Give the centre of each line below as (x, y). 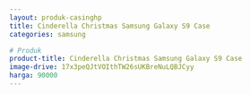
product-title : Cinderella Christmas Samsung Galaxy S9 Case (126, 59)
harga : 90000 (34, 76)
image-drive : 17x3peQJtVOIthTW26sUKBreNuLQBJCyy (102, 67)
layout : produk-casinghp (56, 17)
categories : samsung (48, 34)
